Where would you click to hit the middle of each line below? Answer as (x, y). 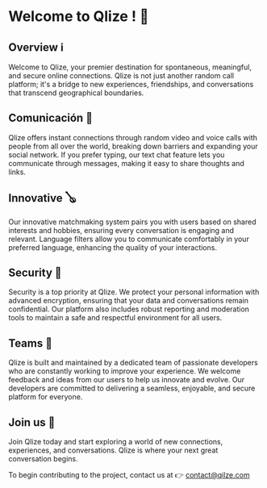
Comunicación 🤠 (50, 118)
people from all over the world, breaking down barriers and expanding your (133, 146)
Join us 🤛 (32, 422)
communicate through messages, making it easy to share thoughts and (126, 163)
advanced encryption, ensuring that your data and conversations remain (128, 301)
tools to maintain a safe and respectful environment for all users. (115, 318)
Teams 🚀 (30, 343)
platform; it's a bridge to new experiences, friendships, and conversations (131, 84)
